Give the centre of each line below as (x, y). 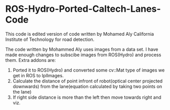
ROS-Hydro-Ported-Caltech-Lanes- (83, 9)
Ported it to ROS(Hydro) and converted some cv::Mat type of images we (89, 70)
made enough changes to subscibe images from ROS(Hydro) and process (83, 55)
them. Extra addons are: (31, 60)
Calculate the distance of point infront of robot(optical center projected (88, 81)
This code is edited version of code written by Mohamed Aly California (80, 34)
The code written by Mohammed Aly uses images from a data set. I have (82, 49)
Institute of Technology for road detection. (50, 39)
